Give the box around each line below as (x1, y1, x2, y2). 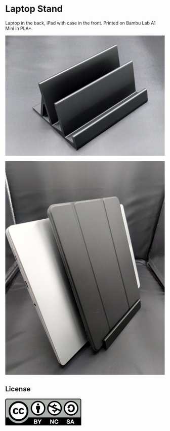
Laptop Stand (5, 3, 63, 15)
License (5, 385, 31, 393)
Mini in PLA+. (5, 25, 33, 31)
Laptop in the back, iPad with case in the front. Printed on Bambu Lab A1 (5, 20, 156, 26)
